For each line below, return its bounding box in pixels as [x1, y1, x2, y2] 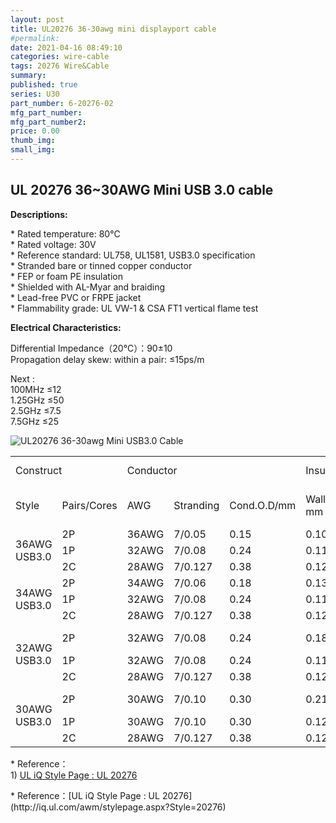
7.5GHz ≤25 [10, 415, 59, 427]
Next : [10, 372, 35, 385]
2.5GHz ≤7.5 [10, 404, 62, 416]
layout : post [10, 14, 65, 25]
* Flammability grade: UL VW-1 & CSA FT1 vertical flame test [10, 302, 259, 314]
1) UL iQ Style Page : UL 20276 [10, 769, 138, 781]
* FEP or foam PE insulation [10, 270, 123, 282]
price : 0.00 [10, 126, 60, 136]
